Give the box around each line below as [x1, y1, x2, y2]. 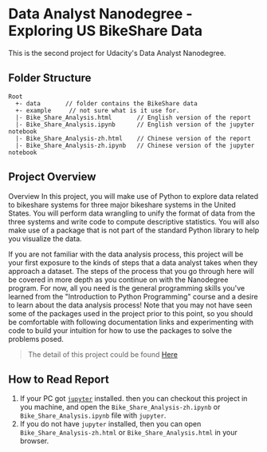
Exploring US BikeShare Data [8, 22, 203, 40]
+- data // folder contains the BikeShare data [15, 99, 198, 108]
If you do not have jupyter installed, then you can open [19, 419, 202, 429]
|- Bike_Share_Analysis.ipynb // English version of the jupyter [15, 121, 255, 129]
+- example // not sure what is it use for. [15, 106, 180, 114]
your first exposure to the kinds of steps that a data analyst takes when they [8, 257, 258, 268]
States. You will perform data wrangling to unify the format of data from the [8, 208, 256, 218]
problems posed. [8, 334, 64, 343]
